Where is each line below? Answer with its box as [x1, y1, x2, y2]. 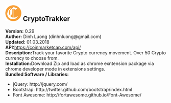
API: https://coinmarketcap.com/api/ [5, 44, 81, 50]
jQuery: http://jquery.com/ [12, 81, 68, 87]
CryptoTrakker [22, 15, 70, 23]
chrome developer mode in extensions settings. [5, 65, 106, 72]
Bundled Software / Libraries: [5, 71, 69, 77]
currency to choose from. [5, 55, 59, 61]
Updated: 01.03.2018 [5, 39, 50, 45]
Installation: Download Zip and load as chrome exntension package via [5, 60, 154, 66]
